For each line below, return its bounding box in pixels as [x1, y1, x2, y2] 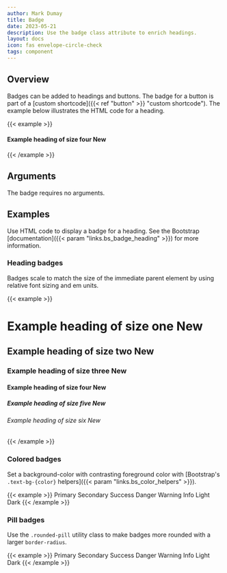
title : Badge [7, 16, 44, 23]
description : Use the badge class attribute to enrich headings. [7, 29, 197, 36]
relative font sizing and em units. [7, 281, 99, 289]
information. [7, 241, 42, 249]
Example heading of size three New [7, 366, 127, 376]
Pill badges [7, 515, 45, 524]
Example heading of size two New [7, 345, 155, 357]
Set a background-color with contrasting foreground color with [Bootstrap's [7, 470, 220, 478]
